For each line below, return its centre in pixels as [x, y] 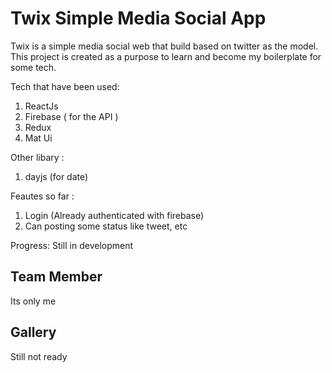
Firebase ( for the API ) [71, 116]
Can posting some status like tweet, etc [106, 226]
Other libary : [37, 157]
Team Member [56, 277]
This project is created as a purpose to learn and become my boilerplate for [166, 56]
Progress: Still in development [72, 245]
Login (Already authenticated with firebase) [114, 215]
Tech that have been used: [65, 86]
